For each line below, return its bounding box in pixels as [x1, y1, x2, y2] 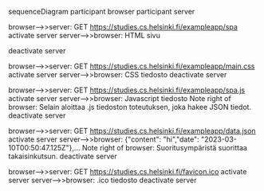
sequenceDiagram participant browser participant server [8, 7, 195, 16]
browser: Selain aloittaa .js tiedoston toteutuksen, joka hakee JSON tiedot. [8, 103, 252, 111]
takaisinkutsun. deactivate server [8, 151, 117, 161]
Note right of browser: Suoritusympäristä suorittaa [81, 143, 247, 152]
